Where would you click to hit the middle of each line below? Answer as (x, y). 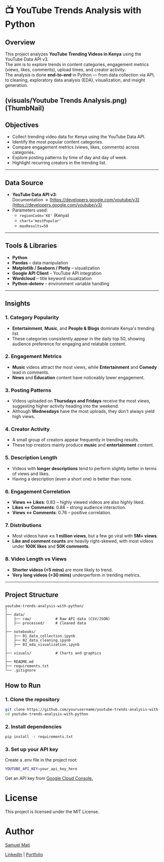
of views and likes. (31, 474)
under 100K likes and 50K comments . (51, 546)
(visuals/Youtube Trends (43, 101)
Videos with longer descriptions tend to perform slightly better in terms (84, 468)
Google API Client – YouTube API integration (57, 273)
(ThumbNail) (25, 108)
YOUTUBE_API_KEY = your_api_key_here (41, 769)
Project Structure (32, 595)
